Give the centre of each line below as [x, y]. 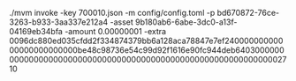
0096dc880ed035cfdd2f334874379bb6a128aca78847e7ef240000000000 [146, 40]
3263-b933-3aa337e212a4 [59, 22]
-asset [122, 22]
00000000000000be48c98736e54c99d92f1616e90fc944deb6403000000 [147, 50]
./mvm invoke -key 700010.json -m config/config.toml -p [112, 13]
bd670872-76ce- [248, 13]
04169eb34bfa [36, 31]
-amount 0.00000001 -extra [115, 31]
